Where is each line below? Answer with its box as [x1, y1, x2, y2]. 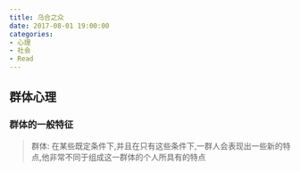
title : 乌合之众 [9, 12, 64, 22]
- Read [9, 54, 34, 63]
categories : [9, 29, 54, 38]
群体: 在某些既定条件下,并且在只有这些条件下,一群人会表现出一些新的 [30, 140, 283, 151]
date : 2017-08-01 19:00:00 [9, 21, 110, 30]
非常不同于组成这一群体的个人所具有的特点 [48, 151, 206, 162]
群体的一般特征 [9, 118, 74, 131]
